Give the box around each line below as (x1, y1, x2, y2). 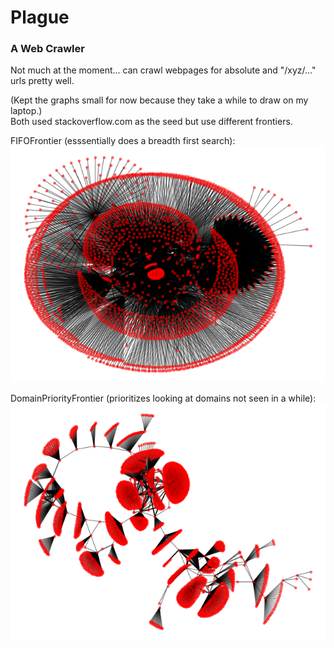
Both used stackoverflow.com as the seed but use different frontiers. (10, 116, 293, 128)
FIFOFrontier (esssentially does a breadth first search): (10, 135, 236, 147)
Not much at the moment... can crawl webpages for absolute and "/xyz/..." (10, 64, 317, 76)
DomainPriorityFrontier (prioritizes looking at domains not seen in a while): (10, 392, 317, 405)
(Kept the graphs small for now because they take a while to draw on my (10, 94, 309, 106)
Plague (10, 6, 70, 29)
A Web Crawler (10, 42, 85, 56)
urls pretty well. (10, 75, 75, 87)
